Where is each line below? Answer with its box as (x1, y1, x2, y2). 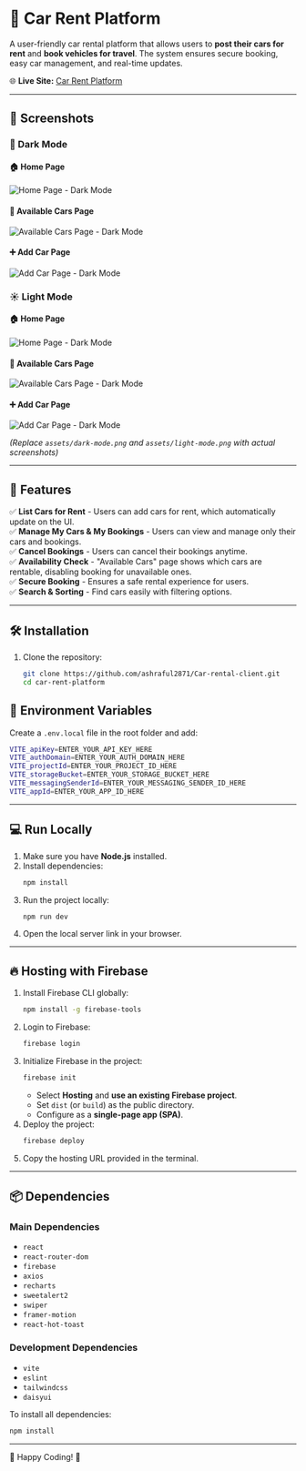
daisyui (22, 1393, 52, 1402)
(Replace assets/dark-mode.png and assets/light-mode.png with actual (9, 437, 276, 449)
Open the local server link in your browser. (22, 928, 182, 939)
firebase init (22, 1073, 76, 1082)
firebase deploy (22, 1136, 85, 1145)
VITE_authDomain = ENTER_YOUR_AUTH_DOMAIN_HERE (9, 753, 185, 763)
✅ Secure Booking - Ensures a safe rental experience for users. (9, 576, 250, 587)
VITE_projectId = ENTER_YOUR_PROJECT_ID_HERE (9, 762, 178, 771)
